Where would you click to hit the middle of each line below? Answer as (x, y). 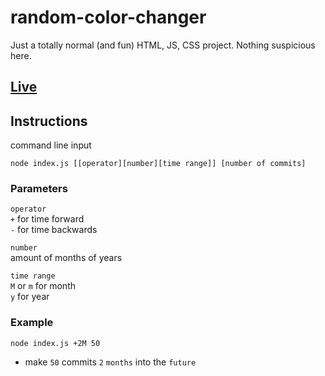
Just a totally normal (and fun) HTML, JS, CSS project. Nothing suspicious (163, 45)
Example (32, 323)
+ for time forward (47, 219)
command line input (51, 145)
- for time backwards (54, 230)
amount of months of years (66, 258)
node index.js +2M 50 (55, 343)
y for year (30, 297)
